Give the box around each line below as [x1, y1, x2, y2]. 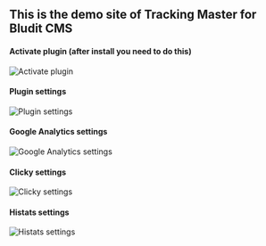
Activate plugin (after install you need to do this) [9, 45, 192, 56]
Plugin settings [9, 86, 67, 97]
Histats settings [9, 207, 70, 217]
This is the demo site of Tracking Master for [9, 7, 257, 22]
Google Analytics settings [9, 127, 108, 137]
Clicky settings [9, 167, 67, 177]
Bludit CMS [9, 21, 73, 37]
